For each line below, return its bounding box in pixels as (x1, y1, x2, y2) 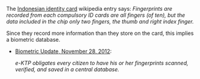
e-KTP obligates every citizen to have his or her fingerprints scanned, (14, 60, 189, 66)
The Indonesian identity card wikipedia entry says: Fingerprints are (6, 5, 173, 12)
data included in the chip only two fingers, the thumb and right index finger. (6, 18, 194, 25)
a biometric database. (6, 36, 60, 43)
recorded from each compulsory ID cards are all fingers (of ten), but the (6, 11, 186, 19)
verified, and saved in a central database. (14, 66, 119, 73)
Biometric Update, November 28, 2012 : (14, 48, 112, 55)
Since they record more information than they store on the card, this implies (6, 30, 194, 37)
